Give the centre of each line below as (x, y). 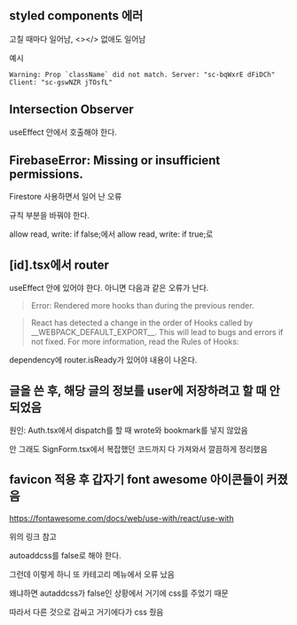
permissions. (47, 174)
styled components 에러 (76, 16)
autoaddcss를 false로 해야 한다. (65, 555)
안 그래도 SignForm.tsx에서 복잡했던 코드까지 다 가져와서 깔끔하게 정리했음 (138, 449)
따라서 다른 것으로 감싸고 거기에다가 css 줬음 (86, 612)
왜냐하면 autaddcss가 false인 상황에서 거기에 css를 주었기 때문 (119, 593)
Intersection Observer (72, 109)
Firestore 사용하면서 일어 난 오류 (66, 197)
